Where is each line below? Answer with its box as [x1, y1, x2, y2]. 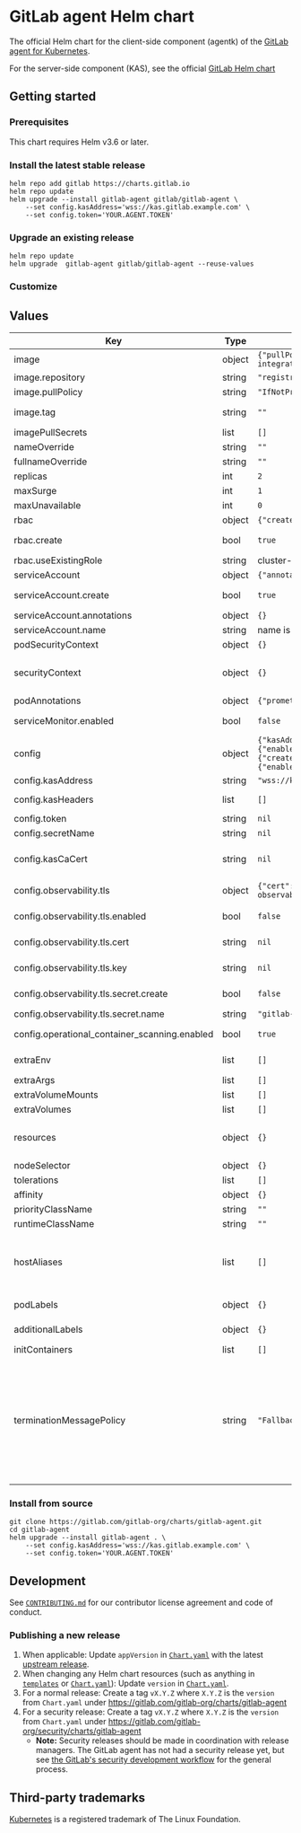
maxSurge [13, 484, 57, 497]
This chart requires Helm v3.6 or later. [9, 137, 150, 147]
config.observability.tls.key [13, 961, 127, 974]
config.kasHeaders [13, 793, 94, 806]
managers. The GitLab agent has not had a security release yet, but [35, 1745, 285, 1756]
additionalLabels [13, 1323, 83, 1335]
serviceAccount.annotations [13, 609, 133, 621]
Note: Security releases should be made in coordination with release [35, 1735, 289, 1746]
